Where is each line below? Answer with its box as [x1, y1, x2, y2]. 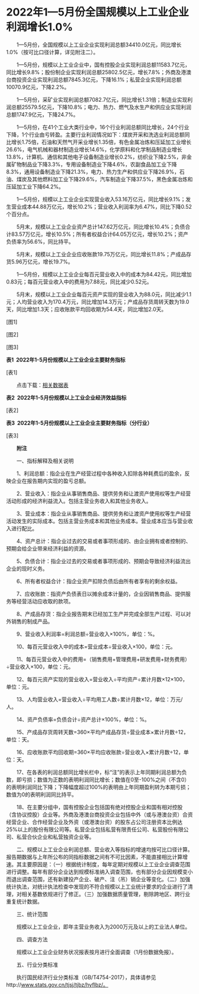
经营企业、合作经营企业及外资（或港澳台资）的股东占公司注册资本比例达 [6, 818, 182, 825]
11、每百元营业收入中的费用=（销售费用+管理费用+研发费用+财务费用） [16, 655, 191, 663]
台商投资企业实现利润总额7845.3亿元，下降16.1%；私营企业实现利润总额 [6, 76, 182, 83]
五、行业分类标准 [16, 961, 58, 968]
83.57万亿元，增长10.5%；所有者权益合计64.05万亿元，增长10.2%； [11, 230, 178, 238]
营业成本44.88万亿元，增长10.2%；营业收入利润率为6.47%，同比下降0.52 [11, 203, 192, 210]
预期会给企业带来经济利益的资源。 [6, 545, 89, 552]
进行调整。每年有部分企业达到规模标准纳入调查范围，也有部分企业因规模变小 [6, 868, 193, 875]
